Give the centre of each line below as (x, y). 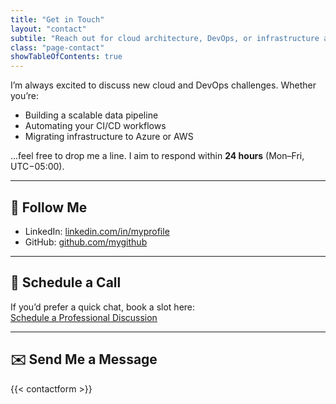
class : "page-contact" (57, 47)
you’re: (25, 96)
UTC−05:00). (37, 167)
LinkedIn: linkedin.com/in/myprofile (97, 231)
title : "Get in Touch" (57, 19)
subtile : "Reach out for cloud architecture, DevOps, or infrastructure (165, 38)
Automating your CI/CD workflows (95, 126)
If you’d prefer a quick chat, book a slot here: (103, 307)
